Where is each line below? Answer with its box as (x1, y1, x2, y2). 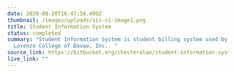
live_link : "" (7, 56, 49, 63)
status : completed (7, 29, 61, 37)
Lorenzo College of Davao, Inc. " (13, 42, 118, 49)
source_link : (7, 49, 46, 56)
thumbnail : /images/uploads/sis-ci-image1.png (7, 17, 146, 24)
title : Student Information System (7, 23, 112, 30)
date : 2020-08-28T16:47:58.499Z (7, 10, 102, 17)
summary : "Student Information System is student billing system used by (7, 36, 228, 43)
